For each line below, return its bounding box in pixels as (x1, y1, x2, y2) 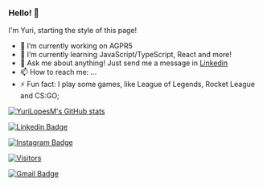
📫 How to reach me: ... (19, 68, 97, 77)
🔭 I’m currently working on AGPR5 (19, 41, 133, 51)
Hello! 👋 (8, 7, 40, 19)
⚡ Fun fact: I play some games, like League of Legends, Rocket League (19, 80, 256, 89)
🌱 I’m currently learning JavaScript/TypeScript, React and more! (19, 50, 232, 60)
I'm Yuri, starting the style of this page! (8, 26, 138, 35)
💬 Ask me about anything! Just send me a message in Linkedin (19, 58, 228, 68)
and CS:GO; (19, 91, 60, 101)
